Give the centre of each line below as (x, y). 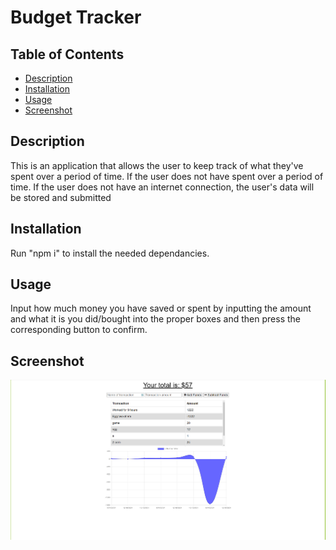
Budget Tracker (76, 17)
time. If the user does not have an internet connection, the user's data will (162, 187)
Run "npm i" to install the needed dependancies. (110, 253)
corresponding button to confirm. (79, 330)
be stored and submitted (61, 197)
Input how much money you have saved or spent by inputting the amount (161, 308)
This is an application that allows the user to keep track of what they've (157, 165)
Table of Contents (67, 54)
